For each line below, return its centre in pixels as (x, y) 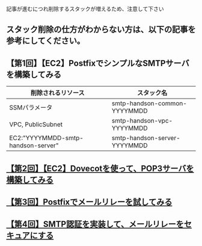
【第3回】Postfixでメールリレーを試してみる (89, 202)
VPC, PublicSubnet (36, 125)
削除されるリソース (57, 93)
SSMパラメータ (31, 108)
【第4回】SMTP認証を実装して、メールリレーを (95, 224)
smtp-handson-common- (149, 103)
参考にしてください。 (46, 41)
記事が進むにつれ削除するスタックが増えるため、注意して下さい (85, 9)
